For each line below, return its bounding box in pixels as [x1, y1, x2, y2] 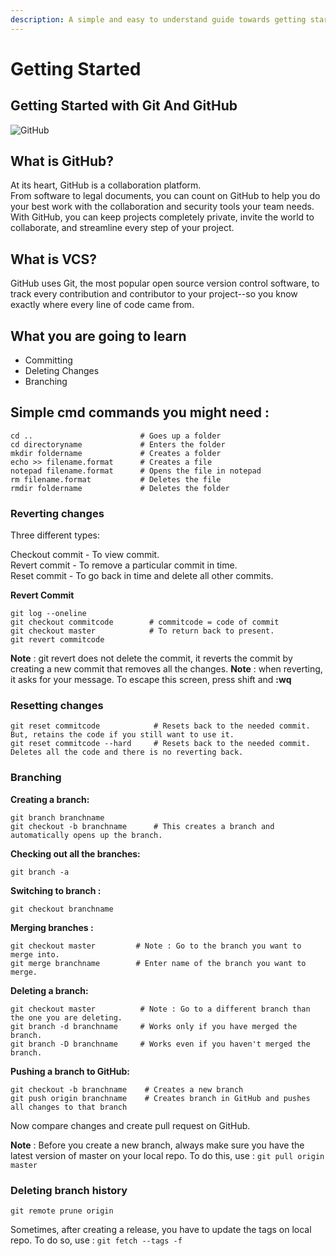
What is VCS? [10, 251, 98, 268]
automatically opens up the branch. [10, 830, 163, 840]
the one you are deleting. [10, 1012, 123, 1023]
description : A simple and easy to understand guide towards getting [10, 14, 307, 25]
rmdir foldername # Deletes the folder [10, 483, 230, 493]
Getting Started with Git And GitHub [10, 97, 238, 115]
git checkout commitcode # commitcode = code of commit [10, 617, 280, 628]
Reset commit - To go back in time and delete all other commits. [10, 570, 274, 582]
